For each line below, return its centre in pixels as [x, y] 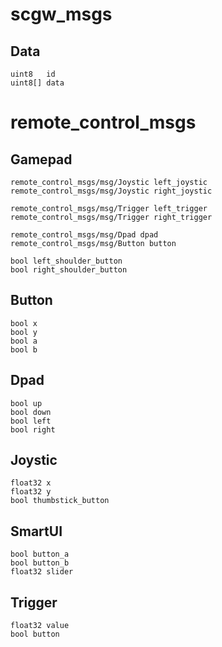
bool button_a [40, 554]
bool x [24, 323]
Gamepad [41, 159]
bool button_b [40, 563]
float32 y [31, 492]
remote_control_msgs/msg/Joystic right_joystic [111, 191]
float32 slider [42, 572]
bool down [31, 412]
